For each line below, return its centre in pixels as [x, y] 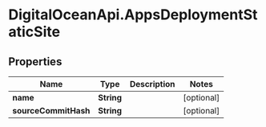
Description [152, 84]
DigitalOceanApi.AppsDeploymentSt [133, 15]
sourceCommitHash [51, 111]
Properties [35, 61]
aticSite [34, 32]
